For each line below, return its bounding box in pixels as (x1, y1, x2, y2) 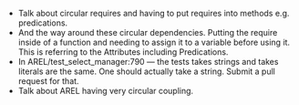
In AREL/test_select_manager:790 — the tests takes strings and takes (17, 57, 279, 67)
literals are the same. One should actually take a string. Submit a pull (17, 66, 275, 77)
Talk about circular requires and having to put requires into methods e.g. (17, 8, 290, 18)
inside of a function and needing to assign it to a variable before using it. (17, 37, 290, 47)
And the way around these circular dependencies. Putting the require (17, 27, 278, 37)
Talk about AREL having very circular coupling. (17, 86, 194, 96)
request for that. (17, 76, 79, 86)
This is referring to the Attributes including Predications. (17, 47, 229, 58)
